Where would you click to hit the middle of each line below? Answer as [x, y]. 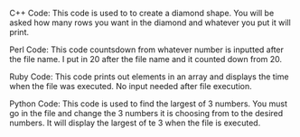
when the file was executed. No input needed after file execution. [131, 86]
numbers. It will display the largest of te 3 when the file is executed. [135, 123]
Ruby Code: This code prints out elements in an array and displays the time [149, 77]
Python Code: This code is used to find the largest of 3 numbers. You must [148, 104]
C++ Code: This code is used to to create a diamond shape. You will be [142, 13]
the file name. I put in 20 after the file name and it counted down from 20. [146, 59]
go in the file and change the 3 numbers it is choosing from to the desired [146, 113]
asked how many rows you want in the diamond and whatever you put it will [150, 23]
